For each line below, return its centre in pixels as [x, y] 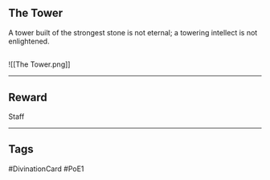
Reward [28, 97]
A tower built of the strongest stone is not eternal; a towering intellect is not [133, 32]
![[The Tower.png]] [39, 64]
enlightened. [29, 41]
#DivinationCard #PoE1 [46, 169]
